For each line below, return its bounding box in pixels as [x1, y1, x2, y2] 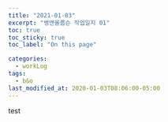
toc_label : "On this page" [8, 41, 97, 49]
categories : [8, 55, 47, 63]
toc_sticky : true [8, 33, 65, 42]
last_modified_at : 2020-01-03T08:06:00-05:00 [8, 84, 160, 92]
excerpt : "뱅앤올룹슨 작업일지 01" [8, 19, 110, 27]
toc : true [8, 26, 41, 34]
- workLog [15, 62, 47, 71]
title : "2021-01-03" [8, 11, 77, 20]
